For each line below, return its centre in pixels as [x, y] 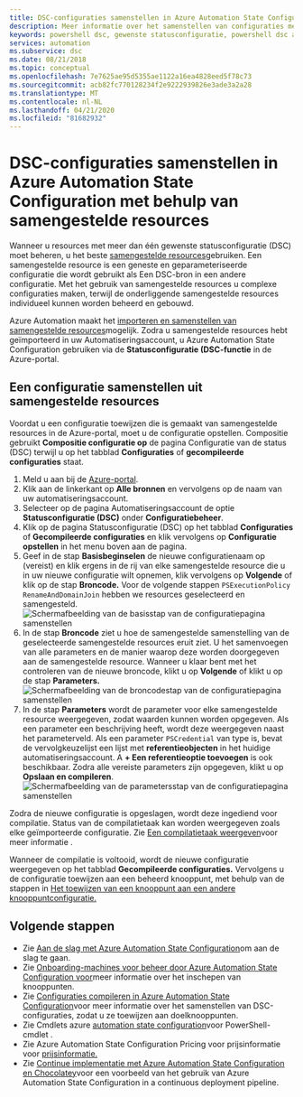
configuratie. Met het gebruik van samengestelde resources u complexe [143, 284]
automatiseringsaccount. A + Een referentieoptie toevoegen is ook [147, 757]
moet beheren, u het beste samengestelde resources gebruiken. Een [136, 256]
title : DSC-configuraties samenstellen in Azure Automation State [137, 18]
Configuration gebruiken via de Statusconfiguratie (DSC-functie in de [141, 349]
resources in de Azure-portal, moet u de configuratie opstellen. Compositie [149, 432]
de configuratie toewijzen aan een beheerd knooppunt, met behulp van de [147, 879]
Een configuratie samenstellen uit [106, 388]
